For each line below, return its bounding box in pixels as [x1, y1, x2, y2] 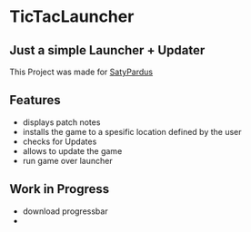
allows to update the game [22, 145, 123, 156]
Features [9, 92, 61, 108]
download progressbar [22, 206, 108, 217]
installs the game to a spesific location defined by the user [22, 126, 242, 137]
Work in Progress [9, 181, 110, 197]
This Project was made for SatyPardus [9, 66, 154, 77]
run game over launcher [22, 155, 113, 166]
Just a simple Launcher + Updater [9, 43, 206, 58]
